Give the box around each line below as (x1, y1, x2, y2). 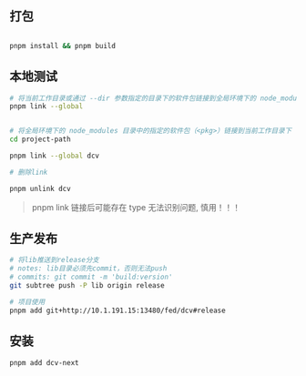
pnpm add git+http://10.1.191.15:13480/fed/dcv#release (9, 306, 226, 315)
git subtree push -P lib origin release (9, 281, 166, 290)
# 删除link (9, 168, 48, 177)
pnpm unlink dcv (9, 184, 71, 193)
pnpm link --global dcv (9, 151, 100, 160)
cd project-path (9, 135, 71, 144)
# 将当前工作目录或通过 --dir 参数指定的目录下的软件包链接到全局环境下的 (9, 94, 257, 103)
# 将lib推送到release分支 (9, 256, 100, 265)
